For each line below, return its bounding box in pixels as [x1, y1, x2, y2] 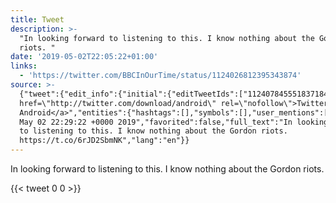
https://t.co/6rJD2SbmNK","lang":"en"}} [19, 136, 190, 146]
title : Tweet [10, 14, 65, 25]
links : [10, 61, 38, 71]
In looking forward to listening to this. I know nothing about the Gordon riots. [10, 163, 325, 175]
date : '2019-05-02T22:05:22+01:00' [10, 52, 159, 62]
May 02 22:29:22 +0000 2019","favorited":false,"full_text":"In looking [19, 117, 329, 127]
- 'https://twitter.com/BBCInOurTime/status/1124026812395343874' [19, 71, 302, 81]
